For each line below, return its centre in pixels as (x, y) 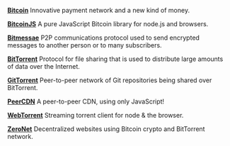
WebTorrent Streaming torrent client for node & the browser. (96, 115)
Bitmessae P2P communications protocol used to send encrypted (104, 38)
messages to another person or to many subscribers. (85, 45)
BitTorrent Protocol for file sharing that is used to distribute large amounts (115, 59)
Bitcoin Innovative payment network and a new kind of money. (98, 10)
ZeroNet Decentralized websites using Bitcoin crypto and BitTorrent (106, 129)
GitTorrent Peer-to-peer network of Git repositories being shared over (110, 80)
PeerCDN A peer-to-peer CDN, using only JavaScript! (86, 101)
